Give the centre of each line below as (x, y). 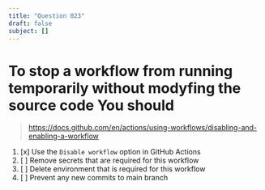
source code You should (91, 105)
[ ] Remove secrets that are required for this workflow (109, 160)
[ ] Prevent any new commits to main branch (94, 178)
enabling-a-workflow (63, 136)
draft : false (30, 23)
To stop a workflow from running (121, 71)
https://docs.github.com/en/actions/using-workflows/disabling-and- (143, 128)
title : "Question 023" (47, 16)
